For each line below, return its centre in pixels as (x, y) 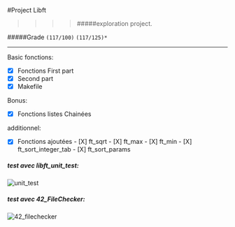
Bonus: (17, 101)
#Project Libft (27, 10)
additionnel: (24, 128)
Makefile (30, 87)
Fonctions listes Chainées (54, 114)
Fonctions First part (45, 71)
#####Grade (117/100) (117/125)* (57, 37)
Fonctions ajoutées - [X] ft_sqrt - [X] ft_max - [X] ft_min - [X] (105, 142)
